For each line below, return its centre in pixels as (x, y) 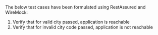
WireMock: (17, 12)
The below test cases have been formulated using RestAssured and (75, 7)
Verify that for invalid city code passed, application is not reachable (83, 27)
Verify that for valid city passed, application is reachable (71, 22)
